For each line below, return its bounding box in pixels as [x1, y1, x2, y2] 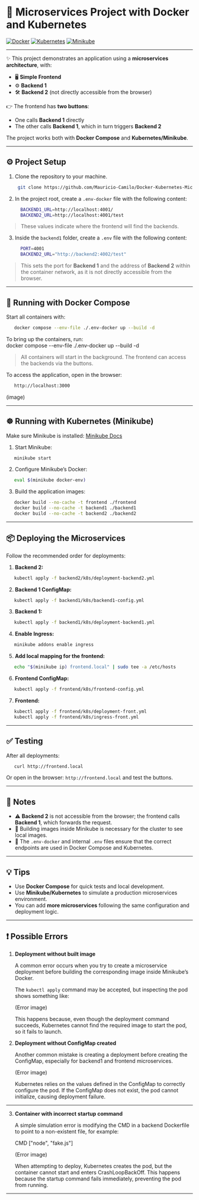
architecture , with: [6, 61, 52, 68]
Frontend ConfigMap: [14, 675, 69, 682]
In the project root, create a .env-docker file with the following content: [14, 195, 187, 202]
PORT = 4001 [20, 246, 44, 252]
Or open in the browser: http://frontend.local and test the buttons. [6, 774, 174, 781]
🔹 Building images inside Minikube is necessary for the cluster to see [14, 826, 183, 833]
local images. [14, 832, 47, 839]
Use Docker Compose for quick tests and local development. [14, 883, 165, 890]
